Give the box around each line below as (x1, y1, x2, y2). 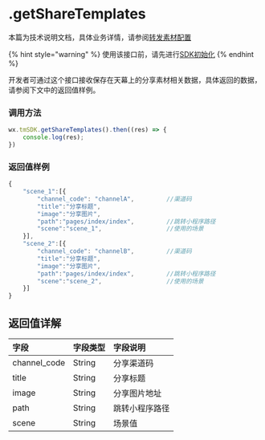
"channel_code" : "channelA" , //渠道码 (37, 194, 193, 203)
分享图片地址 (112, 387, 162, 398)
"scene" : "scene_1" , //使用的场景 (37, 225, 204, 233)
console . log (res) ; (22, 133, 84, 141)
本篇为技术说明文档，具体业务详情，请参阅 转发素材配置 (8, 32, 191, 42)
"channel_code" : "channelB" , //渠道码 (37, 247, 193, 255)
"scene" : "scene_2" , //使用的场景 (37, 277, 204, 285)
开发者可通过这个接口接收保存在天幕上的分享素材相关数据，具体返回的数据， (8, 75, 262, 84)
